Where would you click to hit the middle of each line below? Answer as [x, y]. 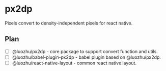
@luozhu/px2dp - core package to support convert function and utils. [85, 51]
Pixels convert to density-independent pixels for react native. [69, 23]
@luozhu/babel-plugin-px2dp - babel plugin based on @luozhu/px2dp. [87, 57]
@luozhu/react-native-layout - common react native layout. [74, 63]
